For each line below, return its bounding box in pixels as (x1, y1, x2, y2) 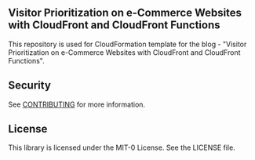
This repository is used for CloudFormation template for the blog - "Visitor (8, 39, 247, 49)
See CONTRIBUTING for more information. (8, 100, 146, 109)
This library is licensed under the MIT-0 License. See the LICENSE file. (8, 143, 235, 152)
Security (8, 78, 51, 93)
